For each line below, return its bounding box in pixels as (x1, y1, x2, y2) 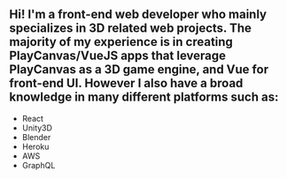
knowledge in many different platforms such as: (9, 90, 279, 105)
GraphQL (21, 160, 56, 170)
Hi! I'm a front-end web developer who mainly (9, 7, 268, 22)
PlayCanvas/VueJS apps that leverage (9, 48, 226, 63)
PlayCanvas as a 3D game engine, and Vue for (9, 62, 268, 78)
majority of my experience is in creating (9, 34, 233, 49)
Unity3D (21, 123, 53, 133)
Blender (21, 131, 51, 142)
